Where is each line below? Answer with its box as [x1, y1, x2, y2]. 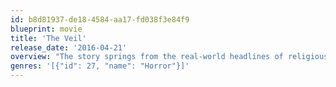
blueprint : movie [10, 24, 83, 34]
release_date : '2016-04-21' [10, 42, 128, 53]
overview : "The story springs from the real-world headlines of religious [10, 52, 329, 62]
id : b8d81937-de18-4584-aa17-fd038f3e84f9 [10, 14, 190, 25]
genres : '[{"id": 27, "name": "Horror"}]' [10, 61, 190, 71]
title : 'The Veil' [10, 33, 87, 43]
